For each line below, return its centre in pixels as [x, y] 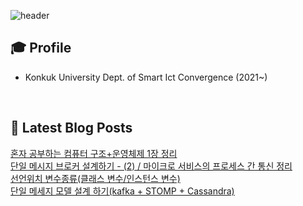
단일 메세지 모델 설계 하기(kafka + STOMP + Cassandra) [122, 191]
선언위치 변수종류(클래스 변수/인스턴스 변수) [95, 178]
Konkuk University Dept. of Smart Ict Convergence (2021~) [146, 77]
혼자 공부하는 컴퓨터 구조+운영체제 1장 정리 [94, 153]
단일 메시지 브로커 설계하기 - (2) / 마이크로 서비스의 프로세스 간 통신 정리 [151, 166]
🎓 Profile [41, 48]
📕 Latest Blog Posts [71, 128]
